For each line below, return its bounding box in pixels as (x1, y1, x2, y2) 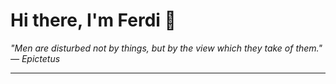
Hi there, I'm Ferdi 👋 (10, 9, 177, 32)
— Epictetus (10, 52, 61, 64)
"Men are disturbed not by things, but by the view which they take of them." (10, 42, 323, 54)
